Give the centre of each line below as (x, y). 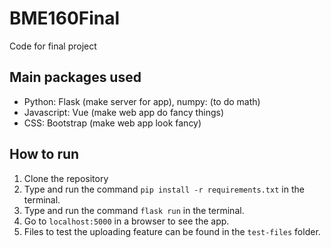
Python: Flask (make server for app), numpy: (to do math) (142, 101)
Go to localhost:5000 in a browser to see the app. (126, 221)
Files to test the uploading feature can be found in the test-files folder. (172, 231)
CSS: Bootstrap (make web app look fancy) (112, 123)
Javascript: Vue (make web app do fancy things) (124, 112)
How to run (44, 154)
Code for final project (53, 46)
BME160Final (65, 18)
